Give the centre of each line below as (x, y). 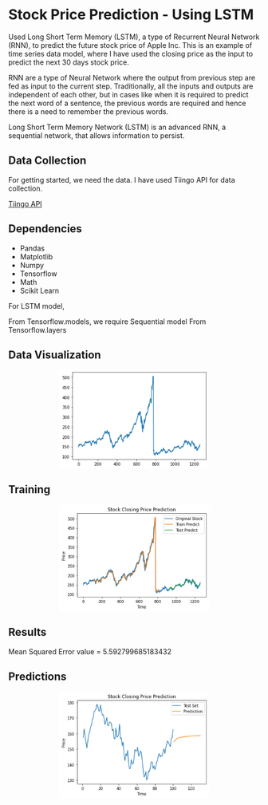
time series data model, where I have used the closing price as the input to (131, 53)
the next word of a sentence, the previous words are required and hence (127, 103)
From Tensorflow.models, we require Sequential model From (107, 322)
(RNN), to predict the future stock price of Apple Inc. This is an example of (130, 45)
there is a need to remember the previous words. (89, 111)
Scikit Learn (39, 290)
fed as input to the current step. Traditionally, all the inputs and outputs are (131, 86)
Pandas (32, 248)
